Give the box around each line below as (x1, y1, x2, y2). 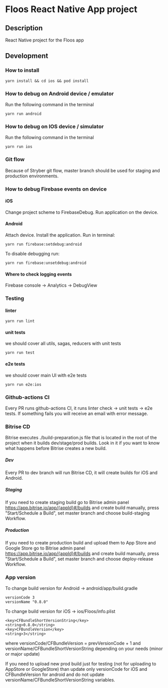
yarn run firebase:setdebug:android (5, 242, 82, 247)
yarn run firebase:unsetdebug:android (5, 260, 87, 265)
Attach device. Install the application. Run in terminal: (5, 232, 115, 238)
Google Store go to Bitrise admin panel (5, 545, 86, 552)
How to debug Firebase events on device (5, 186, 107, 193)
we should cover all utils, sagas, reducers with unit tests (5, 340, 122, 347)
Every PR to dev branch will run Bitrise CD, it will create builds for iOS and (5, 470, 157, 476)
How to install (5, 67, 39, 74)
